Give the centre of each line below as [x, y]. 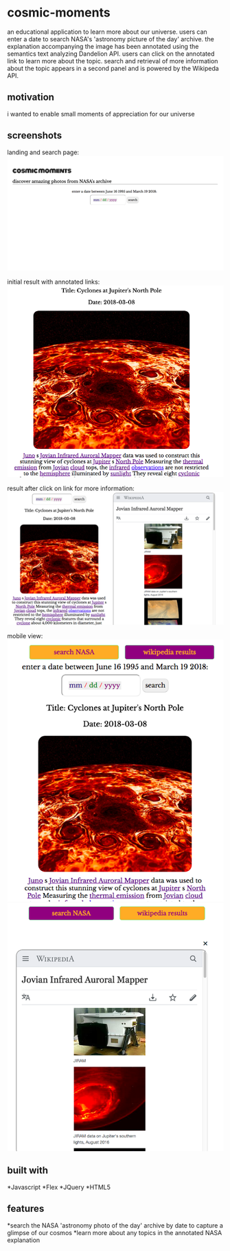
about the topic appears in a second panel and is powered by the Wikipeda [113, 68]
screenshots [35, 136]
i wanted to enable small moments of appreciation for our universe [101, 114]
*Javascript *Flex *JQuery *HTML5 [59, 1187]
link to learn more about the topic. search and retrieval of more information [113, 61]
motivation [31, 97]
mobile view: [25, 636]
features [26, 1209]
